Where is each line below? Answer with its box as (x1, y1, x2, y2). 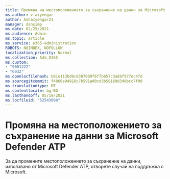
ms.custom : (5, 60, 29, 65)
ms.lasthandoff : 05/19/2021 (5, 93, 65, 98)
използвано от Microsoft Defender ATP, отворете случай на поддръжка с (5, 164, 164, 170)
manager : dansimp (5, 21, 42, 27)
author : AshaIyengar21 (5, 17, 54, 22)
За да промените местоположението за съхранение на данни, (5, 158, 142, 164)
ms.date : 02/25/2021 (5, 27, 50, 32)
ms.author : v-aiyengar (5, 12, 54, 17)
